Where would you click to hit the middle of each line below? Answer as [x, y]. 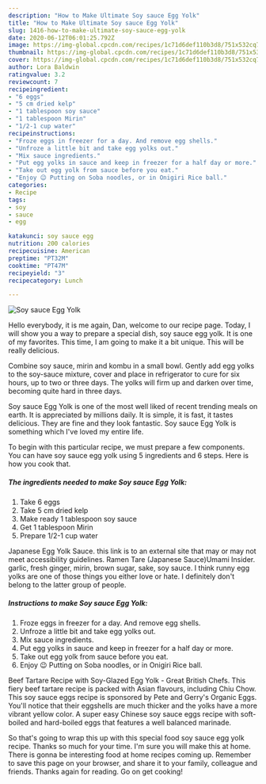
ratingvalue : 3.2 [37, 75]
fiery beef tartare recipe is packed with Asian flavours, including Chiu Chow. [132, 689]
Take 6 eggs [40, 502]
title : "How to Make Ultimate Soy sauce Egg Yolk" [93, 23]
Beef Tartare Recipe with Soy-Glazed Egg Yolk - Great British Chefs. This [127, 681]
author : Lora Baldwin [44, 67]
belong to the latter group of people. [67, 585]
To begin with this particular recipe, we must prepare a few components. [127, 447]
